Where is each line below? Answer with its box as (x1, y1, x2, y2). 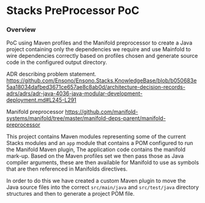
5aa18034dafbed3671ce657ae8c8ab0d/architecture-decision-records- (6, 84, 185, 91)
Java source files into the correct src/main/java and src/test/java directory (6, 183, 199, 191)
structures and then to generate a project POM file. (6, 190, 135, 198)
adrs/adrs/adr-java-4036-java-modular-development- (6, 90, 143, 98)
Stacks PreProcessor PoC (6, 4, 140, 18)
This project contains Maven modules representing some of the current (6, 133, 186, 140)
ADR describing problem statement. (6, 71, 97, 78)
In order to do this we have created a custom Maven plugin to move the (6, 177, 186, 185)
